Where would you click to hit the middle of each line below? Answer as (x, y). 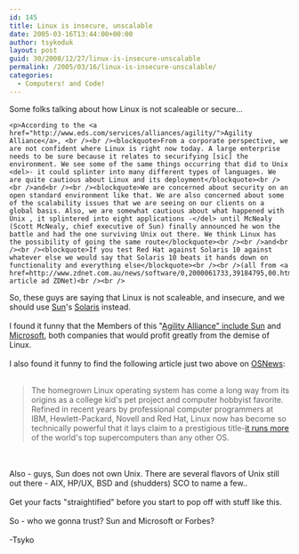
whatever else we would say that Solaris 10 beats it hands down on (139, 257)
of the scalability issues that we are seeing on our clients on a (137, 203)
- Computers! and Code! (61, 84)
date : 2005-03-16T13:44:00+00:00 (71, 34)
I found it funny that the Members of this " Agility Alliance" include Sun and (145, 325)
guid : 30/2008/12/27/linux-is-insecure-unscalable (105, 59)
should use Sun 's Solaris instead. (70, 307)
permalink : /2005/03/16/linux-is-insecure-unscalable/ (113, 68)
